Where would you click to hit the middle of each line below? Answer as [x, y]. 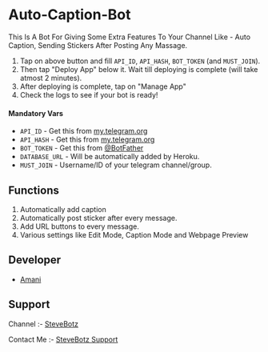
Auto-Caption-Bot [70, 15]
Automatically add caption [63, 209]
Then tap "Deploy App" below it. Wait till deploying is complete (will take [139, 69]
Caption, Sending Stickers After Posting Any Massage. [98, 45]
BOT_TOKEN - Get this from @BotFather [82, 148]
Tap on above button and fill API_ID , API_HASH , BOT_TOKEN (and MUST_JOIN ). [140, 61]
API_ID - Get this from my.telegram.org [84, 131]
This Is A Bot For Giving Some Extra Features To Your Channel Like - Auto [129, 37]
